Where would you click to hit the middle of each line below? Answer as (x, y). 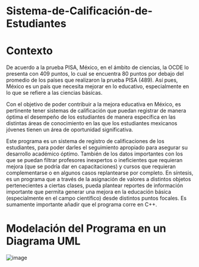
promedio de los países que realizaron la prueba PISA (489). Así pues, (92, 80)
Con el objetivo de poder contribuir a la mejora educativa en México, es (94, 104)
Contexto (30, 51)
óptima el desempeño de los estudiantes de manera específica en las (91, 117)
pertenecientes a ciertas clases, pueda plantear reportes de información (94, 185)
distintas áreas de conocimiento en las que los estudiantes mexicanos (92, 123)
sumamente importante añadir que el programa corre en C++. (82, 204)
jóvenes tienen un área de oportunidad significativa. (70, 130)
